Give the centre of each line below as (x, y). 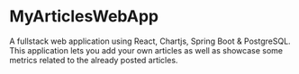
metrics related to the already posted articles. (94, 60)
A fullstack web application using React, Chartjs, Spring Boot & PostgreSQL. (150, 41)
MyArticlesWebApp (84, 16)
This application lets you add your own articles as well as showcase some (146, 50)
